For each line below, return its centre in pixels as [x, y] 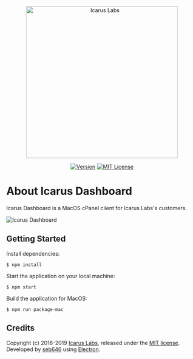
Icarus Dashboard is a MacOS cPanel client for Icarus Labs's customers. [96, 208]
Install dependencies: [33, 253]
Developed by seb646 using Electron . [53, 349]
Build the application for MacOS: [47, 298]
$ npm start [21, 287]
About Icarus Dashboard [69, 191]
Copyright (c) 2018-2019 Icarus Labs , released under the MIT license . [93, 343]
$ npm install [24, 265]
